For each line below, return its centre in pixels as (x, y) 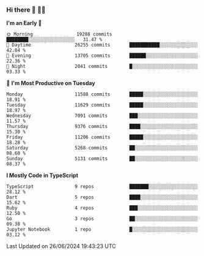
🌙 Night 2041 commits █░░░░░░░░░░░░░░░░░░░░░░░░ (102, 67)
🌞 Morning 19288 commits (59, 34)
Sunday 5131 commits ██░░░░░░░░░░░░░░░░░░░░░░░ (102, 159)
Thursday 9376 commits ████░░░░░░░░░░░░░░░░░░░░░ (102, 127)
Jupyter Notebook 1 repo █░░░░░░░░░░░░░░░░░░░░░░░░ (102, 230)
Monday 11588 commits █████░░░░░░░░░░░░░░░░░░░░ (102, 94)
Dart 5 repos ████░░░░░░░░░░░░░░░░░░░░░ (102, 198)
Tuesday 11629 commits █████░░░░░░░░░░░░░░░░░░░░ (102, 105)
